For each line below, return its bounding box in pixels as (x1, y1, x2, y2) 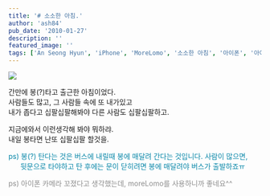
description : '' (8, 34, 63, 43)
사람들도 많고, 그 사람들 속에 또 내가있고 (8, 97, 133, 107)
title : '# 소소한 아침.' (8, 11, 83, 20)
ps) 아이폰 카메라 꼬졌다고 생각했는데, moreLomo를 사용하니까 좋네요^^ (8, 178, 233, 188)
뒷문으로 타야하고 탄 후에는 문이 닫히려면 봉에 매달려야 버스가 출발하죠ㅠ (19, 161, 246, 171)
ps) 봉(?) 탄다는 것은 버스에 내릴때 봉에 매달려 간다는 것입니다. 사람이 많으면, (8, 152, 248, 161)
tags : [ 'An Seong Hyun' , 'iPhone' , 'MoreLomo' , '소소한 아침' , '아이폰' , (8, 49, 247, 57)
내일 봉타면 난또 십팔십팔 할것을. (8, 134, 110, 144)
